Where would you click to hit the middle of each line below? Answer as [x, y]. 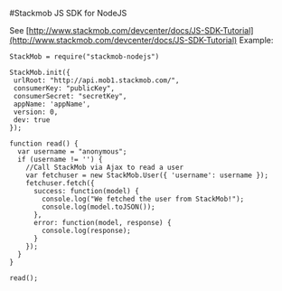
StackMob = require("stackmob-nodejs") [85, 57]
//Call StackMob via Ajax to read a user [104, 167]
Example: [256, 40]
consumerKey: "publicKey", [64, 89]
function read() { [44, 144]
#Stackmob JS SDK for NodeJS [68, 13]
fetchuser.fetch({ [60, 183]
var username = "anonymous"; [72, 152]
